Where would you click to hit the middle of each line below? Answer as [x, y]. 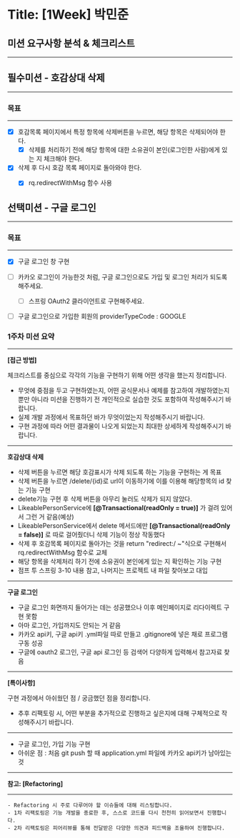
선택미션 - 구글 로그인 [52, 208]
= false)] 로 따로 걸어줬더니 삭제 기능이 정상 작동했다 [91, 535]
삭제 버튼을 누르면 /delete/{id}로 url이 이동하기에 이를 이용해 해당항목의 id [121, 481]
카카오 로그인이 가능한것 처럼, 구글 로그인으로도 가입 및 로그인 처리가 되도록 [122, 276]
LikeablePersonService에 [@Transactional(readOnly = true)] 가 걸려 [118, 508]
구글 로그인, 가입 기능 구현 [54, 744]
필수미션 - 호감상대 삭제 [56, 78]
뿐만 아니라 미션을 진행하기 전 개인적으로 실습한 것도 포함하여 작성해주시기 [121, 399]
